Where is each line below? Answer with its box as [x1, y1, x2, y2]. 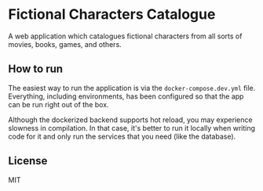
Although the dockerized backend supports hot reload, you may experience [8, 115, 253, 124]
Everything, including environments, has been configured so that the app [8, 92, 244, 101]
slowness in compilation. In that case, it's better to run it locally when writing [8, 123, 256, 132]
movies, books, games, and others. [8, 39, 122, 49]
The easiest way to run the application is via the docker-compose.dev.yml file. [8, 83, 256, 92]
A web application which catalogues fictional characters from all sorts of [8, 31, 243, 41]
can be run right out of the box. [8, 99, 109, 109]
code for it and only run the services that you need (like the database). [8, 132, 236, 141]
